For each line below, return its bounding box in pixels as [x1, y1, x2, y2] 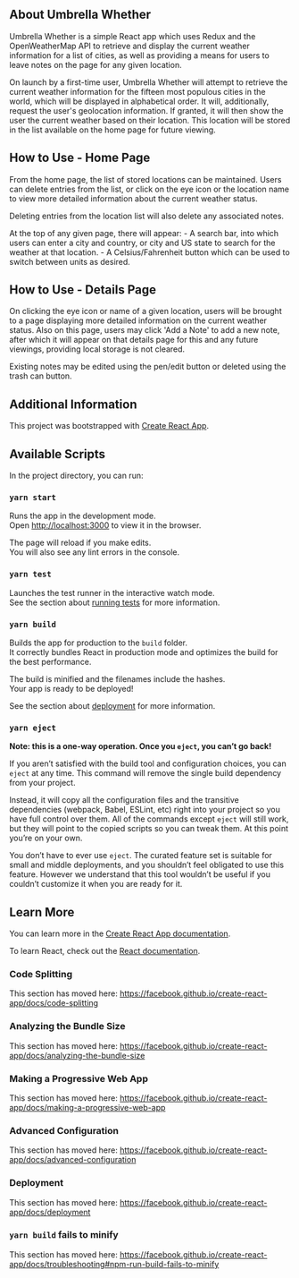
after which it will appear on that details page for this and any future [9, 335, 259, 345]
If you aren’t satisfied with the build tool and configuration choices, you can [9, 758, 287, 769]
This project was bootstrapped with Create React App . [9, 421, 210, 431]
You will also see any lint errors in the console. [9, 547, 180, 558]
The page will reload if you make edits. [9, 537, 152, 549]
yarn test [9, 569, 52, 580]
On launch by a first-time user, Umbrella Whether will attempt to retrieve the [9, 76, 288, 88]
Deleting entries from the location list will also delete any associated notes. [9, 210, 284, 221]
